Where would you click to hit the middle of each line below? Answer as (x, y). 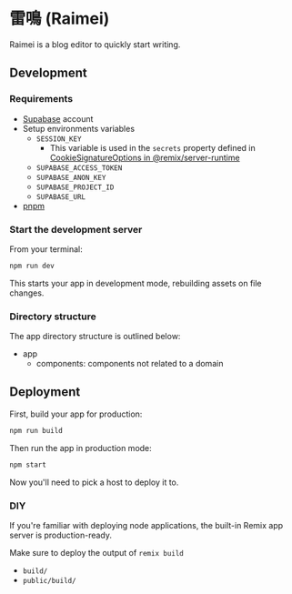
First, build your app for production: (76, 414)
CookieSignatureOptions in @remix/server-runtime (145, 157)
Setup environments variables (78, 128)
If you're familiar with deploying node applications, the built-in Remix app (146, 525)
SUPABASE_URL (61, 196)
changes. (27, 293)
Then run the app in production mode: (81, 448)
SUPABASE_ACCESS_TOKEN (79, 168)
